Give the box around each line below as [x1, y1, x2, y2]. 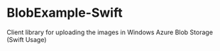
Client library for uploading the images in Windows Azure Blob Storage [6, 28, 214, 36]
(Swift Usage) [6, 35, 47, 43]
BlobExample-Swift [6, 5, 123, 21]
